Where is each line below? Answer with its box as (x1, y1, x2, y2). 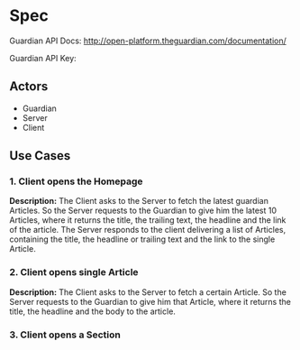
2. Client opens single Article (9, 266, 139, 279)
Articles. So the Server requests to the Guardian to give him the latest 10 (9, 205, 277, 216)
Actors (9, 78, 49, 95)
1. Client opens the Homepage (9, 175, 143, 188)
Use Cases (9, 148, 71, 163)
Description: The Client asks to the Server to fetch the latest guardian (9, 196, 268, 207)
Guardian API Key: (9, 52, 77, 63)
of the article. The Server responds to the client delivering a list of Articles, (9, 225, 286, 235)
